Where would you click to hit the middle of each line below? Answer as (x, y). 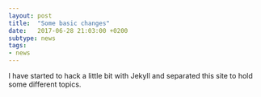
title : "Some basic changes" (59, 23)
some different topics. (45, 84)
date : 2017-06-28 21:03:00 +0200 (68, 30)
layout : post (30, 16)
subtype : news (32, 38)
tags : (17, 46)
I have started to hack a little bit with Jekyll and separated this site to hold (130, 76)
